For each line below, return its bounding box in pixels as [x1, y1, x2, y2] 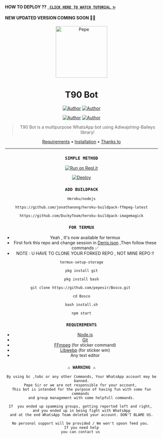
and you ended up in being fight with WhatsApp [32, 408, 131, 413]
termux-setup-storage [60, 260, 103, 265]
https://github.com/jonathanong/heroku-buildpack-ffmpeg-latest [15, 205, 148, 210]
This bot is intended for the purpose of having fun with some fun [12, 387, 151, 392]
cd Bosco [72, 294, 91, 299]
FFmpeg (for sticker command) [54, 342, 116, 348]
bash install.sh [65, 302, 98, 307]
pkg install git [65, 268, 98, 273]
